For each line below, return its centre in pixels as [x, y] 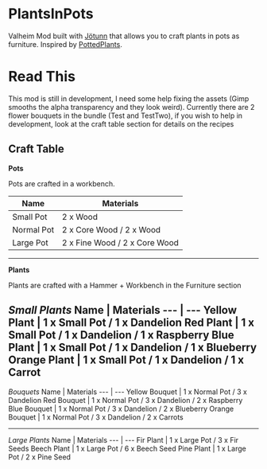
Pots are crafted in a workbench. [62, 183]
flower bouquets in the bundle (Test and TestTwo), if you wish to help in [126, 115]
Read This [42, 77]
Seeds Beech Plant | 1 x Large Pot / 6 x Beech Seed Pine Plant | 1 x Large [127, 448]
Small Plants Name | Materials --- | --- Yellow [122, 310]
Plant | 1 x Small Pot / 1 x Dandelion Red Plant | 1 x [131, 323]
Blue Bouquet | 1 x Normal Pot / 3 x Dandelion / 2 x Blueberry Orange [121, 408]
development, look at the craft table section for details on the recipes [121, 123]
